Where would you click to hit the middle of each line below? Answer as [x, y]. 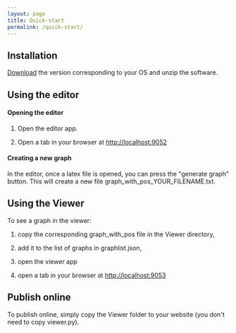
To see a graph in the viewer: [49, 220]
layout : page [26, 14]
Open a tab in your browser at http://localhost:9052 [92, 142]
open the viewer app [47, 261]
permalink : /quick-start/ [45, 27]
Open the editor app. [48, 128]
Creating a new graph [39, 158]
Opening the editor [36, 113]
